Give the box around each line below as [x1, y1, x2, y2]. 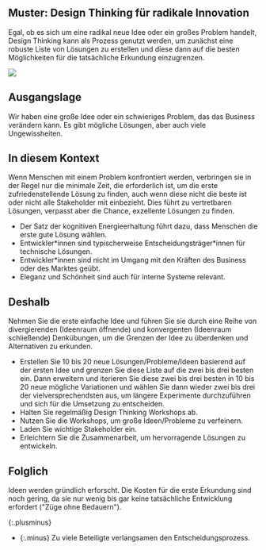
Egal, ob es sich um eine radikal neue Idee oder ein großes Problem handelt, [8, 27, 257, 37]
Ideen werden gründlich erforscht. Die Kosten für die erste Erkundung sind [8, 486, 252, 495]
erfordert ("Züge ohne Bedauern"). [8, 502, 122, 512]
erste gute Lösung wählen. [19, 230, 107, 240]
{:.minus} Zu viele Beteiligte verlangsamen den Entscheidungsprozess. [19, 533, 251, 543]
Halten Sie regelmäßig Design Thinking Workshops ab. [19, 408, 198, 417]
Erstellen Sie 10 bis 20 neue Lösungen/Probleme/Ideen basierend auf [19, 357, 245, 367]
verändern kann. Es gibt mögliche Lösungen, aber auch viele [8, 120, 207, 129]
